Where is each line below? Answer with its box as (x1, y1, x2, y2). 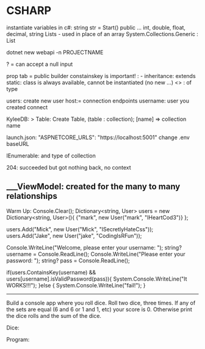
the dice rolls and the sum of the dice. (6, 312, 102, 319)
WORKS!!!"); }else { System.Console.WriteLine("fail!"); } (6, 281, 146, 289)
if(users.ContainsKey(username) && (6, 268, 96, 276)
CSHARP (6, 4, 52, 18)
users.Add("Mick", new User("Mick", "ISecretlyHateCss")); (6, 225, 154, 232)
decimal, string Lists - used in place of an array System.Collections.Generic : (6, 30, 198, 37)
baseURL (6, 140, 29, 147)
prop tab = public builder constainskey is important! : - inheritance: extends (6, 72, 196, 79)
